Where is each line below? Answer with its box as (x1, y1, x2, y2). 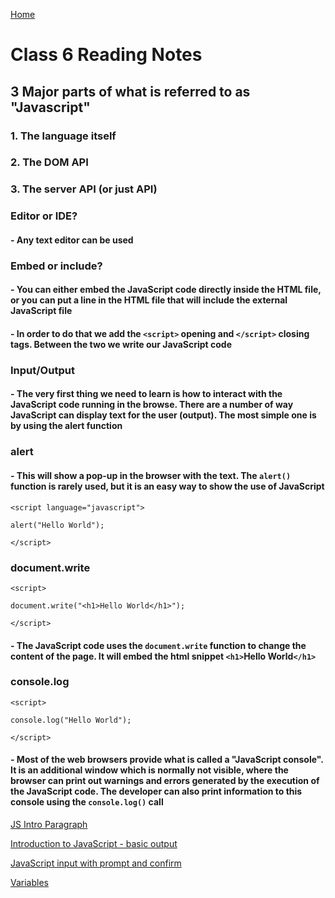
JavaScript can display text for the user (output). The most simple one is (10, 409, 317, 421)
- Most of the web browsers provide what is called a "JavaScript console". (10, 754, 324, 766)
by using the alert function (10, 420, 123, 432)
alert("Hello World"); (10, 520, 105, 530)
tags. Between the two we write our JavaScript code (10, 338, 233, 350)
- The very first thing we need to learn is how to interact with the (10, 388, 283, 400)
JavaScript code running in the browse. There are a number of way (10, 399, 294, 411)
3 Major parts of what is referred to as (10, 83, 251, 100)
